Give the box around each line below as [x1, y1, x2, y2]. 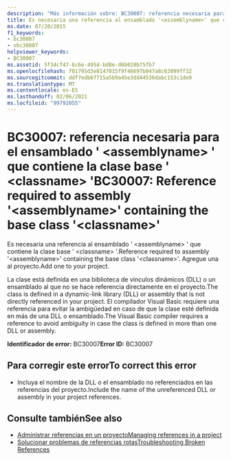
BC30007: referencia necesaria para [7, 129, 220, 145]
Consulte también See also [7, 412, 122, 424]
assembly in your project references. [16, 393, 122, 401]
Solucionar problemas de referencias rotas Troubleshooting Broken [16, 438, 206, 446]
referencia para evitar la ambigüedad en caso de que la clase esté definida [7, 304, 219, 313]
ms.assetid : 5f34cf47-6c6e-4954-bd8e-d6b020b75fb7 [7, 61, 155, 68]
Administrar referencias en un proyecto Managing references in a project [16, 431, 222, 439]
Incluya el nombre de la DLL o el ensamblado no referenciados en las [16, 378, 213, 386]
